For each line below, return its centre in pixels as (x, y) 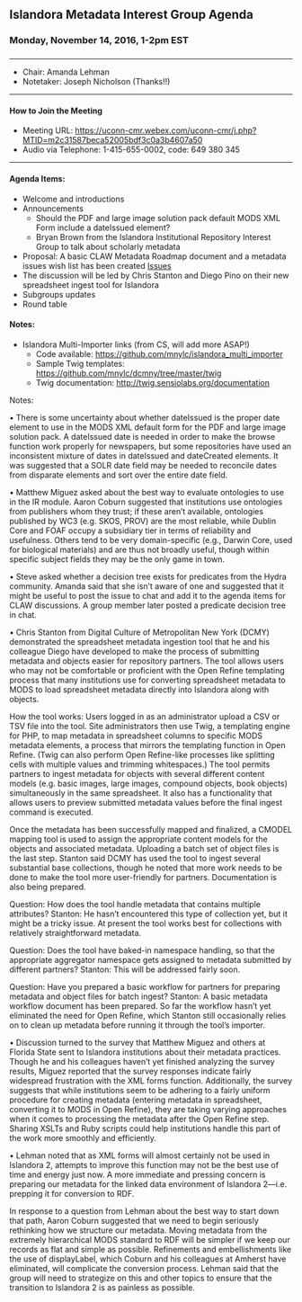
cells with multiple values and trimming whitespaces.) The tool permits (140, 764)
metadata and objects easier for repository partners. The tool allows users (147, 661)
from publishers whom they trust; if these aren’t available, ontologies (136, 511)
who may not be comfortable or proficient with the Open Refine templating (147, 670)
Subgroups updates (59, 294)
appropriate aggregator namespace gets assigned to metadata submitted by (151, 959)
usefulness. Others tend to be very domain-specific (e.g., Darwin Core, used (151, 540)
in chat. (23, 614)
